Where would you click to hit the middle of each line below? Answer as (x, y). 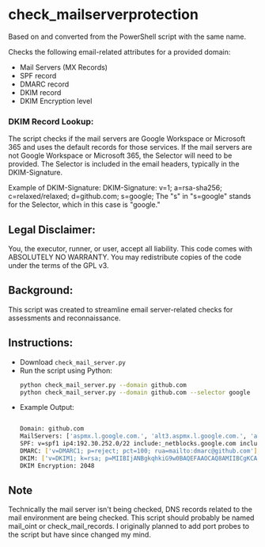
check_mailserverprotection (104, 15)
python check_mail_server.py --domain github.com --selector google (135, 392)
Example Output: (47, 407)
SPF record (38, 75)
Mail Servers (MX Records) (64, 67)
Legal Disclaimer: (52, 230)
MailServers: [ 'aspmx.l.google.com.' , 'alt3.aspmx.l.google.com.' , (133, 436)
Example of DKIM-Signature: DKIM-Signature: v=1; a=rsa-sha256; (115, 188)
